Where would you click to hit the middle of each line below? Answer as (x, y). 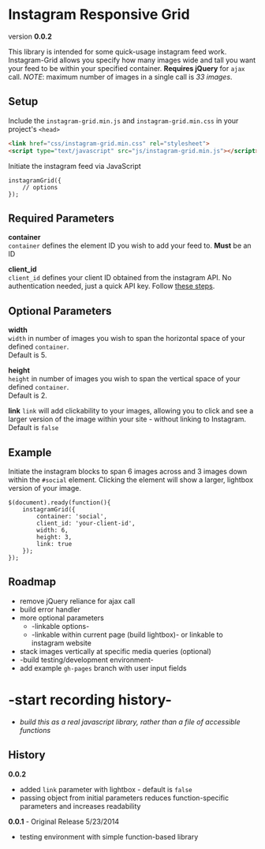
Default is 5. (28, 355)
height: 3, (54, 537)
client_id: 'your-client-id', (86, 523)
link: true (54, 544)
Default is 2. (28, 395)
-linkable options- (60, 626)
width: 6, (52, 530)
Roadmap (32, 582)
